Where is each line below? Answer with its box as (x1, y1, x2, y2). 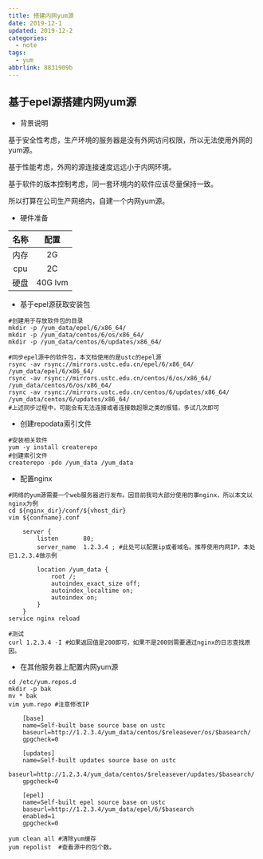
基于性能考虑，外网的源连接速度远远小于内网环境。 (8, 161, 176, 172)
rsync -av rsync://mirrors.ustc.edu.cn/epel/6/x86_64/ (8, 360, 194, 368)
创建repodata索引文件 (19, 419, 92, 428)
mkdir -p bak (8, 685, 52, 693)
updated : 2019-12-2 (8, 26, 73, 34)
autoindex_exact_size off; (50, 579, 141, 587)
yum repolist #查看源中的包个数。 (8, 843, 116, 851)
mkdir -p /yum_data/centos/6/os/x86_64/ (8, 331, 145, 339)
